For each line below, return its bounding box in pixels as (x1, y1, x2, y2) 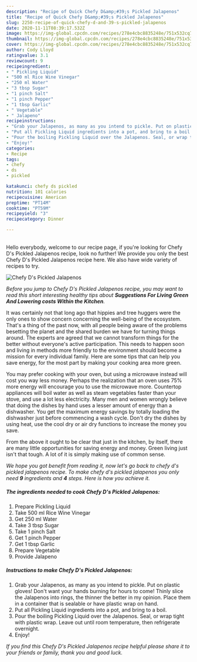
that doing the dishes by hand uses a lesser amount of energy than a (6, 402, 172, 409)
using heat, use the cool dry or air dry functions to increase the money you (6, 421, 187, 427)
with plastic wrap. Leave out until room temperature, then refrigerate (14, 618, 180, 626)
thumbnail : (6, 36, 33, 42)
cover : (6, 42, 22, 48)
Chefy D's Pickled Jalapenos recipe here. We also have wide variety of (6, 257, 178, 263)
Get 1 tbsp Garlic (14, 540, 55, 547)
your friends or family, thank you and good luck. (6, 648, 123, 656)
